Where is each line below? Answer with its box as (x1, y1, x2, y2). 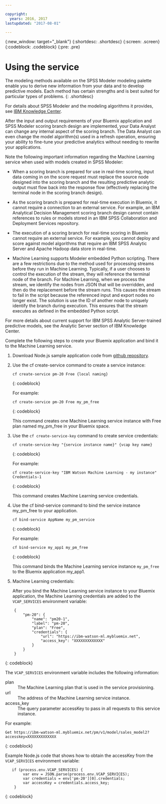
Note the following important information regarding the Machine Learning (5, 154, 155, 160)
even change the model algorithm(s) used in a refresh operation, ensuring (5, 134, 156, 140)
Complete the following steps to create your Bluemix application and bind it (5, 338, 159, 344)
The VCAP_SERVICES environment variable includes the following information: (5, 670, 160, 676)
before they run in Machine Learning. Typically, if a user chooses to (12, 266, 150, 272)
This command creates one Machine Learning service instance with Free (12, 418, 162, 424)
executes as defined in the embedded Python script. (12, 308, 120, 314)
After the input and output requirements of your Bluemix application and (5, 118, 152, 124)
